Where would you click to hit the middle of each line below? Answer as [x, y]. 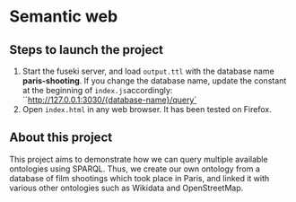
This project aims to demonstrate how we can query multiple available [139, 159]
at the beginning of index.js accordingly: [97, 90]
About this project [61, 138]
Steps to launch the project [87, 50]
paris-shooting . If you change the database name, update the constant [154, 81]
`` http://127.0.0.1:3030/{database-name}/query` [109, 100]
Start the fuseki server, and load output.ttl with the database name [148, 71]
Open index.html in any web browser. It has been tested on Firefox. [147, 109]
